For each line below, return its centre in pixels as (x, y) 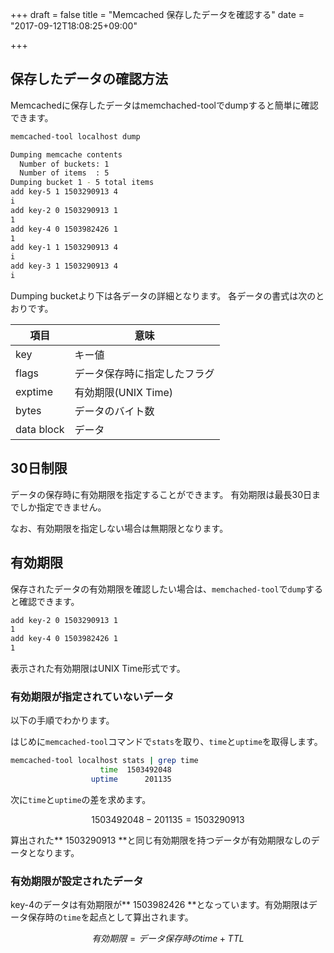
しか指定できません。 (62, 507)
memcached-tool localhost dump (75, 136)
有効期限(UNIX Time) (124, 392)
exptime (34, 391)
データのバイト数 (114, 411)
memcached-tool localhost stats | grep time (104, 761)
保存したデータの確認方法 (89, 79)
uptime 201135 (131, 779)
